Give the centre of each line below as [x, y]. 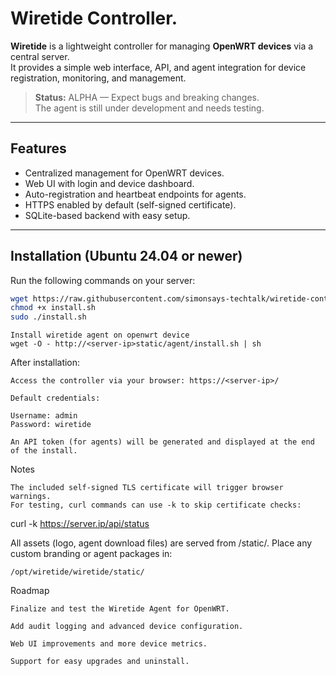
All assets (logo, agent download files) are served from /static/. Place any [161, 543]
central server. [40, 56]
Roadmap [30, 591]
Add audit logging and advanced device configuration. [127, 627]
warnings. [31, 497]
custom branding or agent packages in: [91, 554]
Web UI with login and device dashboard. [109, 183]
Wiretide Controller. [94, 18]
